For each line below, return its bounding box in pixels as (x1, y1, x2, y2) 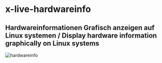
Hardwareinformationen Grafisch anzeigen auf (5, 23, 155, 32)
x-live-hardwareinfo (5, 3, 92, 15)
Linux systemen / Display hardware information (5, 31, 157, 39)
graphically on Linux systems (5, 39, 100, 47)
